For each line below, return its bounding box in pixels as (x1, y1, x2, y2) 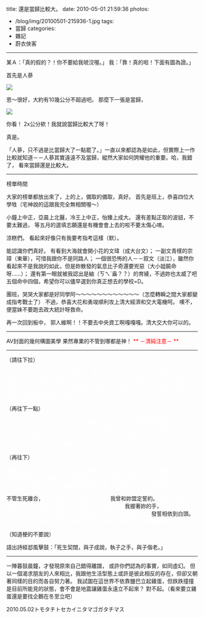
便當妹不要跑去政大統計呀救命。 (6, 306, 86, 313)
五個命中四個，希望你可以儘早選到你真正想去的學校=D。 (6, 278, 147, 285)
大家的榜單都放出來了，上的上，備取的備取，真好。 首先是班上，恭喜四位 (6, 193, 189, 200)
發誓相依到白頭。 (151, 510, 194, 517)
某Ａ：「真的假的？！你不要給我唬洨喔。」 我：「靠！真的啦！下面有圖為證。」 (6, 59, 194, 66)
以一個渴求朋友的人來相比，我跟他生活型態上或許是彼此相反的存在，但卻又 (6, 570, 192, 577)
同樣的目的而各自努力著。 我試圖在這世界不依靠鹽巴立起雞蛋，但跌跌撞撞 (11, 578, 194, 584)
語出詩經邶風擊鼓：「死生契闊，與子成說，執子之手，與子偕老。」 (6, 544, 166, 550)
